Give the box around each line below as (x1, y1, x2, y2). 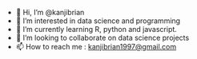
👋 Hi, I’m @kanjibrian (15, 8, 85, 17)
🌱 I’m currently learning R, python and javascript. (15, 25, 178, 33)
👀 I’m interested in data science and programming (15, 16, 181, 26)
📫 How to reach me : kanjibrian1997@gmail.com (15, 42, 177, 51)
